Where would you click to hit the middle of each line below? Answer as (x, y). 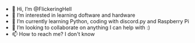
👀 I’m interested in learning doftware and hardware (74, 15)
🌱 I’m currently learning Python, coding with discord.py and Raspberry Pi (100, 21)
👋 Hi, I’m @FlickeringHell (42, 9)
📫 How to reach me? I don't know (53, 34)
